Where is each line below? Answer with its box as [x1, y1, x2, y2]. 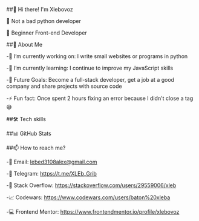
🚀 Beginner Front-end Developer [6, 29, 88, 36]
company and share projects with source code [6, 82, 122, 90]
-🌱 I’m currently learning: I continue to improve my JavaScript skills [6, 64, 174, 71]
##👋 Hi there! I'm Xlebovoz [6, 6, 74, 13]
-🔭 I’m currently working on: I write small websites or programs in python [6, 53, 188, 60]
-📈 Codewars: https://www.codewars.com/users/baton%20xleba [6, 194, 171, 201]
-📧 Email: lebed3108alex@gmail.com [6, 158, 97, 165]
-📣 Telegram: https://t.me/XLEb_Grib [6, 170, 97, 177]
